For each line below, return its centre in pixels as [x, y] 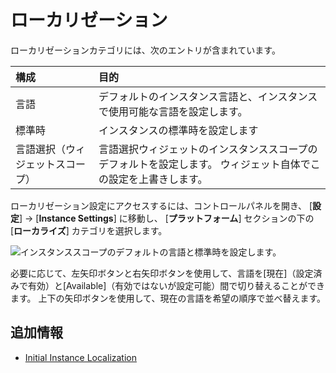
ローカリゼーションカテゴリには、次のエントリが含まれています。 [145, 50]
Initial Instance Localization [80, 357]
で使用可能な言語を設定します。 [173, 111]
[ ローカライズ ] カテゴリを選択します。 [89, 230]
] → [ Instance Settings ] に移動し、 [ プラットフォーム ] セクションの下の [167, 218]
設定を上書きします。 [158, 179]
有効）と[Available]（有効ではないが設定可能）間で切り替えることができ [176, 285]
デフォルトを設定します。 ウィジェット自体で [204, 164]
